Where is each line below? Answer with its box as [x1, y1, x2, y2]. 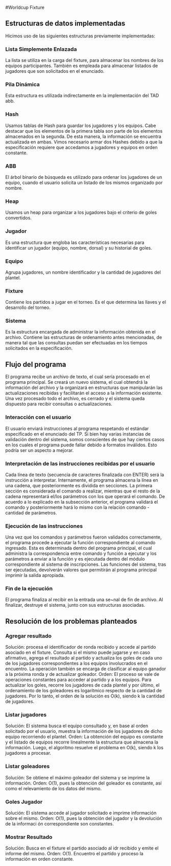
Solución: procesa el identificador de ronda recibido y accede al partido [5, 644, 156, 650]
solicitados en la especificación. [5, 345, 73, 352]
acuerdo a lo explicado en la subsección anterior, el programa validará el [5, 499, 158, 505]
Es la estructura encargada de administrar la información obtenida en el [5, 329, 156, 335]
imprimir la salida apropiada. [5, 572, 65, 579]
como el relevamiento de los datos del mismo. [5, 785, 102, 791]
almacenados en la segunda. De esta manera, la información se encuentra [5, 133, 162, 139]
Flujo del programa [5, 360, 66, 368]
